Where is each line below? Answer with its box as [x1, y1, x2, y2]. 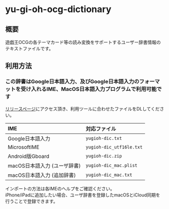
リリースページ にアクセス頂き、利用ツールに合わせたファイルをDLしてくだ [5, 106, 160, 112]
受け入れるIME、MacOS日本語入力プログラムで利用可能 [21, 86, 157, 93]
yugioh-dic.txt [85, 135, 122, 141]
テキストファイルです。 [5, 45, 54, 51]
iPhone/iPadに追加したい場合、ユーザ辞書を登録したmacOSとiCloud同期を [5, 192, 160, 198]
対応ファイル [85, 125, 117, 132]
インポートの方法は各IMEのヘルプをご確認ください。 [5, 185, 115, 191]
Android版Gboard [8, 152, 49, 160]
